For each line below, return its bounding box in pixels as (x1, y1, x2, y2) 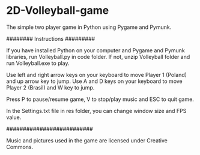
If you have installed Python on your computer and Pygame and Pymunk (6, 46, 185, 54)
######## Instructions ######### (6, 35, 95, 42)
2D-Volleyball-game (6, 4, 109, 17)
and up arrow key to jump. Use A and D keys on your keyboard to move (6, 77, 183, 85)
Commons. (6, 143, 34, 150)
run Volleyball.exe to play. (6, 59, 70, 67)
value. (6, 114, 22, 121)
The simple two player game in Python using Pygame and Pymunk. (6, 23, 172, 31)
